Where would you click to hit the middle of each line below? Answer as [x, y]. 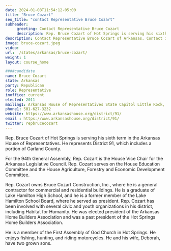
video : [12, 48]
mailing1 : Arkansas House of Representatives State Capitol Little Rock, [85, 104]
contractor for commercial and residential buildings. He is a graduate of [80, 190]
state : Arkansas [22, 81]
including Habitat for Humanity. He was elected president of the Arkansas [82, 211]
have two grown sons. [28, 243]
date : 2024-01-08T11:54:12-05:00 [41, 10]
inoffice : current [25, 95]
